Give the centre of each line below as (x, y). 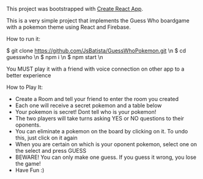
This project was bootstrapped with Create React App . (75, 9)
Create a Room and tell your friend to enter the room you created (97, 99)
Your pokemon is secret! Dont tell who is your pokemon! (86, 112)
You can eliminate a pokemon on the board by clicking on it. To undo (102, 131)
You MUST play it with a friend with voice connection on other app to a (95, 69)
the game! (28, 163)
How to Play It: (25, 87)
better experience (29, 75)
